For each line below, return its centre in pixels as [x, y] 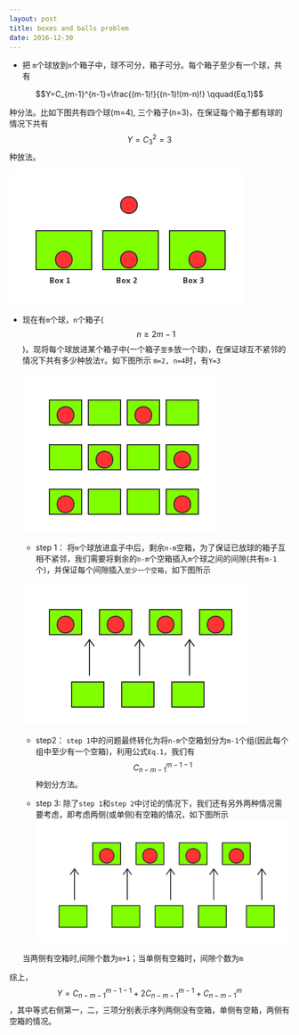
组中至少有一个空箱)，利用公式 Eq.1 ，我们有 [115, 751]
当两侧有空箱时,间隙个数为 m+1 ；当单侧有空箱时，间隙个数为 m [133, 957]
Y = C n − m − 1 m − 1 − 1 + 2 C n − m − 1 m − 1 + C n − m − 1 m [149, 993]
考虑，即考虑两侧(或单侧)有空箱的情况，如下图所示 [136, 815]
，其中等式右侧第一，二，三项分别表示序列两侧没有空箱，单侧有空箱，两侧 [145, 1010]
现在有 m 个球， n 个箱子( [63, 319]
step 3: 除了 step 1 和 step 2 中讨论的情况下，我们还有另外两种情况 [155, 803]
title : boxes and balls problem [69, 28]
